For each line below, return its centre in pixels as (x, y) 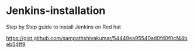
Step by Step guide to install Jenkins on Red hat (64, 27)
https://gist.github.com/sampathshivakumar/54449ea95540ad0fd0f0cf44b (97, 38)
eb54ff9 (16, 44)
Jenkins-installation (56, 11)
